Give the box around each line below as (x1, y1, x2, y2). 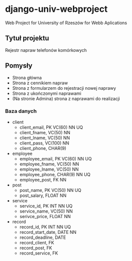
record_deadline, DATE (19, 234, 66, 240)
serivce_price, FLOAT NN (19, 213, 71, 219)
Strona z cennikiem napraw (12, 80, 68, 86)
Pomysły (5, 62, 33, 70)
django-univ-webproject (5, 3, 108, 15)
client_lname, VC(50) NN (19, 135, 70, 141)
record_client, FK (19, 239, 54, 245)
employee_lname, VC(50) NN (19, 166, 79, 172)
